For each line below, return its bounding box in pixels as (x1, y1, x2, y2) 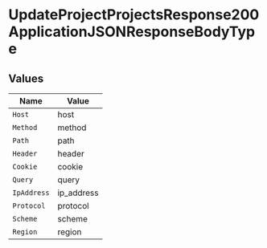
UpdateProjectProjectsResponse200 (8, 6, 260, 24)
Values (8, 71, 44, 85)
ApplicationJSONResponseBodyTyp (8, 22, 256, 41)
